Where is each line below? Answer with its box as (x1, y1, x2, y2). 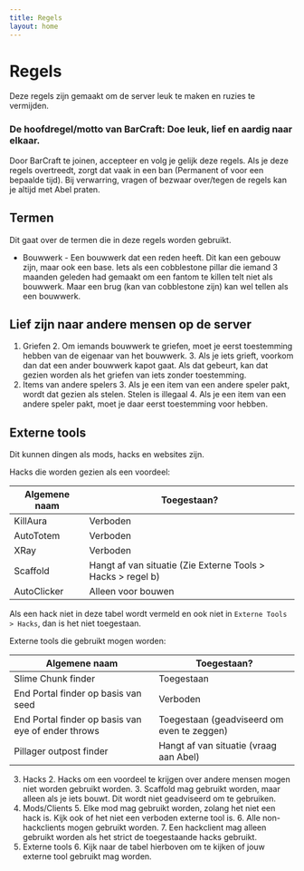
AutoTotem (14, 530, 61, 543)
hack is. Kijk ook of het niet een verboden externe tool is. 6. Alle (22, 813, 261, 824)
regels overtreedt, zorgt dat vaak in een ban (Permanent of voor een (9, 164, 264, 175)
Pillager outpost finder (14, 745, 109, 758)
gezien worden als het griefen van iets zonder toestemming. (22, 369, 247, 381)
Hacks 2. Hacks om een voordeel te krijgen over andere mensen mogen (22, 774, 291, 785)
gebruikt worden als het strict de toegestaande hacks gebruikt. (22, 832, 258, 843)
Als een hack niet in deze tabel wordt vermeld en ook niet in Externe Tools (9, 609, 288, 620)
